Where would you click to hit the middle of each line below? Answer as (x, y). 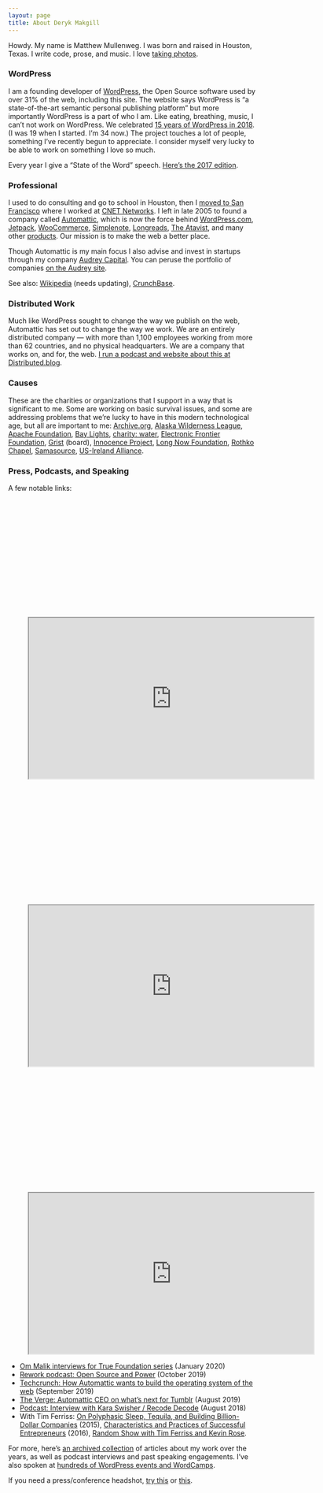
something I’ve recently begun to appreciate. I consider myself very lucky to (131, 141)
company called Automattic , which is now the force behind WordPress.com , (131, 219)
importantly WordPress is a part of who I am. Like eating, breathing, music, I (131, 116)
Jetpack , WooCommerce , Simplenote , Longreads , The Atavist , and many (126, 228)
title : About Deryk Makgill (54, 23)
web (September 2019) (57, 1391)
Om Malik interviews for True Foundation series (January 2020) (122, 1366)
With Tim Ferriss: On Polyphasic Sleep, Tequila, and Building (117, 1417)
